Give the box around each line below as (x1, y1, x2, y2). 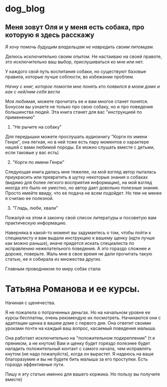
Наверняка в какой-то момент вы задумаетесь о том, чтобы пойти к (5, 230, 152, 235)
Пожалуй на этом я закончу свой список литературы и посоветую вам (5, 215, 157, 220)
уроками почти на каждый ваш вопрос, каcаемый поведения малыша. (5, 325, 157, 331)
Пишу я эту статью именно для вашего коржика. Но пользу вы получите (5, 371, 161, 377)
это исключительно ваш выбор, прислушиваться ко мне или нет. (5, 59, 144, 65)
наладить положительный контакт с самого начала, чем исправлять (5, 345, 152, 352)
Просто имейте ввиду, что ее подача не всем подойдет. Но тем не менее (5, 190, 162, 196)
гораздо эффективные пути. (5, 361, 65, 367)
